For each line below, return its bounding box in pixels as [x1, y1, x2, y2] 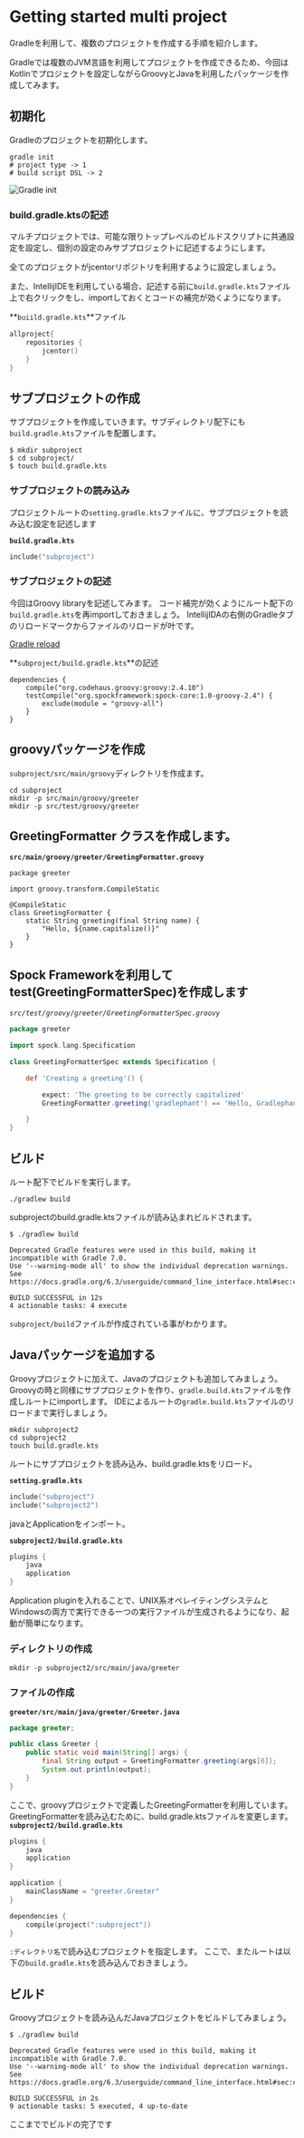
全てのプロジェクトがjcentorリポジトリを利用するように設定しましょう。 [9, 261, 281, 273]
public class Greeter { [9, 1740, 100, 1749]
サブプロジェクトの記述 [9, 575, 111, 588]
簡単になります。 [24, 1617, 89, 1629]
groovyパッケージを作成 [9, 742, 146, 757]
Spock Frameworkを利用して [9, 967, 174, 982]
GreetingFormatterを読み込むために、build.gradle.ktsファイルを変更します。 [9, 1811, 293, 1821]
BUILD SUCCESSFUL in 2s [9, 2094, 100, 2104]
